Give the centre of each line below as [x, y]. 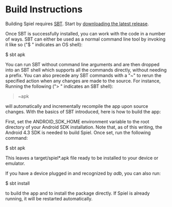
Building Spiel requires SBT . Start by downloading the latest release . [77, 24]
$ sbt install [17, 183]
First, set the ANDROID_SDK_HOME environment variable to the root [77, 121]
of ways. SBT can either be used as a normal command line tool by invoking [85, 39]
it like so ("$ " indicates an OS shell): [44, 44]
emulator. [15, 163]
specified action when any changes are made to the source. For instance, [83, 81]
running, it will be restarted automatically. [49, 198]
